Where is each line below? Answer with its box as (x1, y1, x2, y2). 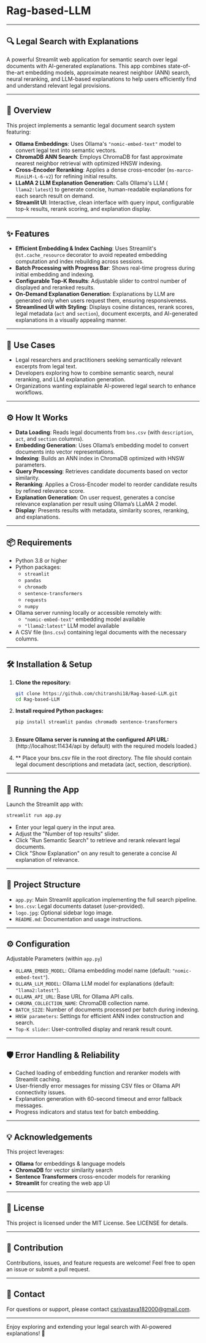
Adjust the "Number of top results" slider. (15, 830, 120, 837)
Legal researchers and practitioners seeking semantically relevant (15, 356, 182, 363)
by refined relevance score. (15, 487, 85, 494)
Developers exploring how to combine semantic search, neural (15, 369, 174, 377)
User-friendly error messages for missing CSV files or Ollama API (15, 1082, 181, 1090)
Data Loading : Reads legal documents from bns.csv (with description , (15, 428, 194, 436)
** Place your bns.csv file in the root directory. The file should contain (15, 755, 192, 762)
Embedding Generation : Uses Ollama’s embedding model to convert (15, 442, 189, 449)
